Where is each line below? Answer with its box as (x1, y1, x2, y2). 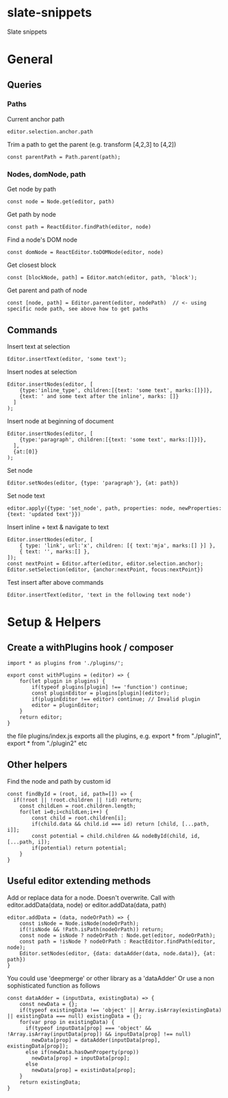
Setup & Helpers (7, 614, 101, 630)
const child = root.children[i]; (31, 815, 127, 821)
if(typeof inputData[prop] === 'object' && (25, 1025, 152, 1031)
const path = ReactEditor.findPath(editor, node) (7, 224, 152, 231)
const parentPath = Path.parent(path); (7, 153, 121, 161)
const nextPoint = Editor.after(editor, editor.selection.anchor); (7, 560, 204, 567)
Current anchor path (7, 115, 65, 123)
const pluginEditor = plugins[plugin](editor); (31, 690, 170, 697)
